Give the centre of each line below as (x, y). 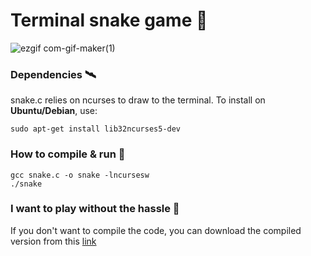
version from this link (53, 241)
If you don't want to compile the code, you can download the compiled (156, 230)
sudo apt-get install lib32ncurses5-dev (96, 129)
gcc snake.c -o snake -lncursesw (80, 175)
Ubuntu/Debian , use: (54, 111)
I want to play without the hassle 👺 (95, 209)
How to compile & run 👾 (68, 154)
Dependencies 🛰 (53, 74)
